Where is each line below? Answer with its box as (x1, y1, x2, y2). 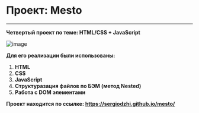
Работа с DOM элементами (14, 89, 86, 96)
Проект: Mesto (6, 4, 82, 17)
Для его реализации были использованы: (6, 52, 115, 59)
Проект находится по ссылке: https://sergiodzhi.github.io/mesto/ (6, 100, 175, 107)
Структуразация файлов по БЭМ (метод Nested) (14, 82, 142, 89)
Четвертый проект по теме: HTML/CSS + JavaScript (6, 29, 140, 36)
